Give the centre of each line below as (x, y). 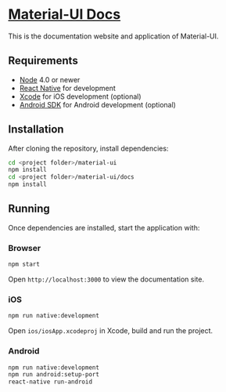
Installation (36, 130)
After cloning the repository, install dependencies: (88, 148)
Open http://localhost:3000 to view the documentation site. (106, 279)
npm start (24, 264)
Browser (25, 248)
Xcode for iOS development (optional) (81, 96)
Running (29, 209)
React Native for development (67, 88)
